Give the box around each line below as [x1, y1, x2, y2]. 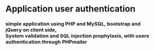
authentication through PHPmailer [5, 38, 87, 45]
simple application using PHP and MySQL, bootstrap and [5, 21, 141, 27]
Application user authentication [5, 3, 136, 14]
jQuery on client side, [5, 26, 57, 33]
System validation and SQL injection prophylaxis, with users [5, 33, 149, 39]
